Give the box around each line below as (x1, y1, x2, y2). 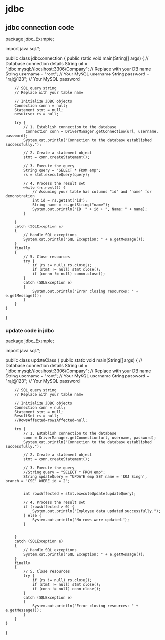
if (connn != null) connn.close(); (32, 271, 106, 276)
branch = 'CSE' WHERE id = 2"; (5, 479, 70, 484)
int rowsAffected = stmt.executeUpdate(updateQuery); (23, 491, 136, 496)
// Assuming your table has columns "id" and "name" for (32, 189, 152, 194)
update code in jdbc (5, 327, 54, 334)
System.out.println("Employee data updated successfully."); (32, 509, 161, 514)
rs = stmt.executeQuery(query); (23, 172, 90, 177)
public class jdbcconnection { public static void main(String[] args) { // (5, 55, 149, 61)
